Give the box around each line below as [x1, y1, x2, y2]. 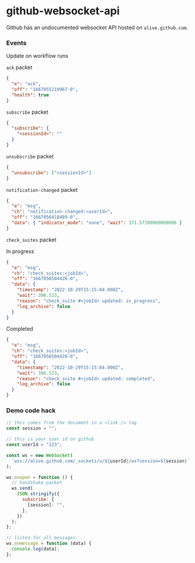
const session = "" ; [6, 425, 58, 431]
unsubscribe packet [6, 153, 54, 160]
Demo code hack [6, 406, 56, 415]
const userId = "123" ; [6, 442, 62, 448]
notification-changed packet [6, 186, 78, 193]
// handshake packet [11, 480, 62, 486]
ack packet [6, 64, 33, 71]
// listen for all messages [6, 535, 76, 541]
